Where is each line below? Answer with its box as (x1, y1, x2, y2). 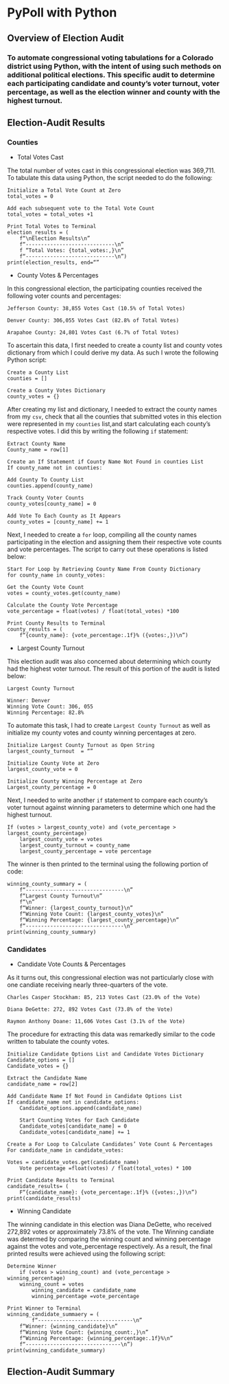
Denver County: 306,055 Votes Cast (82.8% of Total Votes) (7, 317, 180, 324)
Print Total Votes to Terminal (7, 223, 97, 230)
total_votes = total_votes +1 (7, 211, 94, 218)
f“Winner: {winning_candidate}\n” (19, 1323, 118, 1330)
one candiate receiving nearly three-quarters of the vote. (7, 981, 168, 989)
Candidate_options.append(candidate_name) (19, 1105, 143, 1112)
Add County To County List (7, 476, 84, 484)
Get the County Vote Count (7, 584, 84, 591)
